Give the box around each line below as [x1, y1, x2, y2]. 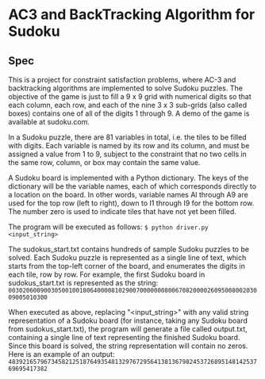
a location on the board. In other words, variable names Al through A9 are [8, 190, 248, 199]
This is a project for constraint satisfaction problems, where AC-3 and [8, 75, 236, 84]
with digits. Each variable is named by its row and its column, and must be [8, 141, 250, 150]
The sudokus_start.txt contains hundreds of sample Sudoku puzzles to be [8, 244, 250, 254]
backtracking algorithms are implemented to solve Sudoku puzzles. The [8, 83, 244, 93]
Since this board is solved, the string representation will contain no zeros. [8, 341, 248, 350]
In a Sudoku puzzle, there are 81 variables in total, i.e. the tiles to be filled [8, 132, 248, 142]
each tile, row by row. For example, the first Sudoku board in [8, 270, 205, 279]
